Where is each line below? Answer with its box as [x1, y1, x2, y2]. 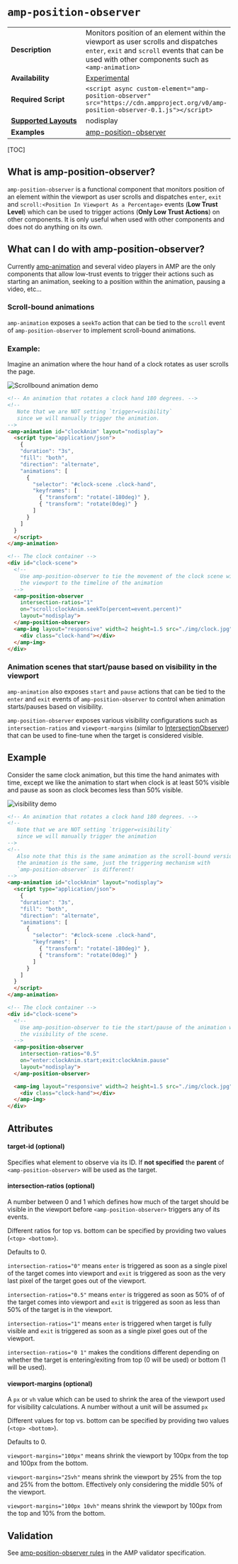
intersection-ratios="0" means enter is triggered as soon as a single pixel [7, 1261, 228, 1269]
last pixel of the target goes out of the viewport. [7, 1276, 147, 1285]
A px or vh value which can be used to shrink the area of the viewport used [7, 1395, 225, 1404]
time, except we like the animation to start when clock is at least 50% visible [7, 778, 230, 787]
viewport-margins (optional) [7, 1379, 93, 1388]
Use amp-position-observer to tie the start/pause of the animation [20, 1024, 227, 1031]
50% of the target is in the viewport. [7, 1305, 113, 1313]
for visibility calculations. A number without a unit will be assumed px [7, 1403, 208, 1411]
